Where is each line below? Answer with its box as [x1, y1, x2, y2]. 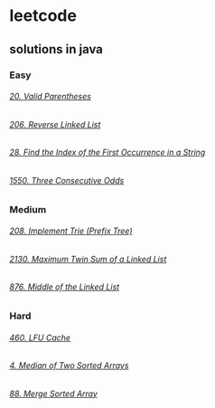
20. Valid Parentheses [9, 91, 92, 102]
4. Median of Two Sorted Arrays [9, 360, 129, 371]
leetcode [9, 5, 77, 26]
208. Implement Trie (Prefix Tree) [9, 225, 133, 236]
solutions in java [9, 42, 104, 57]
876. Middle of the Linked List [9, 281, 120, 292]
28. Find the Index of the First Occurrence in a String [9, 147, 206, 158]
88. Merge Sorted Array [9, 388, 98, 399]
